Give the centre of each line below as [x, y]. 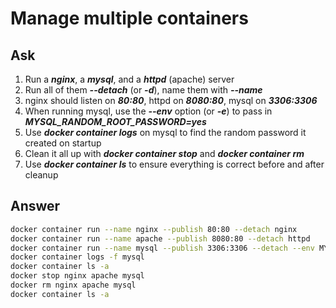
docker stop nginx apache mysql [77, 276]
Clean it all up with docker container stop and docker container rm [164, 153]
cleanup [41, 175]
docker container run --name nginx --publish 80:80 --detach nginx [154, 229]
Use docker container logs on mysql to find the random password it [165, 132]
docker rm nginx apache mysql [73, 285]
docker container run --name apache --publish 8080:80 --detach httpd [160, 238]
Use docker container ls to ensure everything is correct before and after [174, 164]
